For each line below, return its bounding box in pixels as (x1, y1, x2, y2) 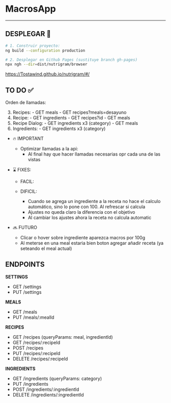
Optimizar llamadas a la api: (20, 146, 78, 152)
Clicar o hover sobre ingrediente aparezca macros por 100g (20, 235, 146, 241)
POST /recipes (12, 345, 44, 351)
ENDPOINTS (5, 260, 45, 269)
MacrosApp (5, 3, 56, 15)
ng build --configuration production (5, 48, 85, 53)
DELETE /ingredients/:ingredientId (12, 391, 84, 398)
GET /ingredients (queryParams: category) (12, 375, 102, 382)
